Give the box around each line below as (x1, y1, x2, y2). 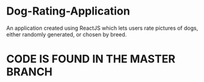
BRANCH (6, 65, 53, 79)
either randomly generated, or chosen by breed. (6, 30, 127, 38)
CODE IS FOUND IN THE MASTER (6, 52, 175, 66)
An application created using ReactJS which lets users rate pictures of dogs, (6, 24, 199, 32)
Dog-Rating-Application (6, 4, 130, 18)
